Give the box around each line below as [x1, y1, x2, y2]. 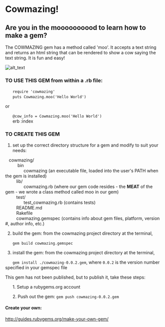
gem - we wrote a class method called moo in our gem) [5, 188, 119, 195]
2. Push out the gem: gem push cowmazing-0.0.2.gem [12, 293, 119, 300]
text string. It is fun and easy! [5, 55, 65, 61]
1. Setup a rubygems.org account [12, 284, 81, 290]
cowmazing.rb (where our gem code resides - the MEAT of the [23, 183, 153, 189]
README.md [16, 204, 42, 210]
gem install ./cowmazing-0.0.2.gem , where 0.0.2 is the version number [12, 259, 160, 265]
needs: [12, 147, 27, 153]
